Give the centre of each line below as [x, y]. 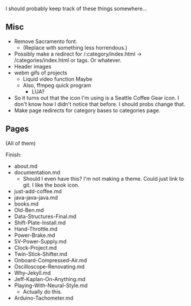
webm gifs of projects [41, 73]
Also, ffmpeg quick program [57, 85]
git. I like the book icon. [51, 185]
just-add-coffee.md [38, 191]
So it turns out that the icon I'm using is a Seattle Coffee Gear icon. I [96, 97]
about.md [26, 166]
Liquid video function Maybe [57, 79]
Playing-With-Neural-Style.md [51, 285]
